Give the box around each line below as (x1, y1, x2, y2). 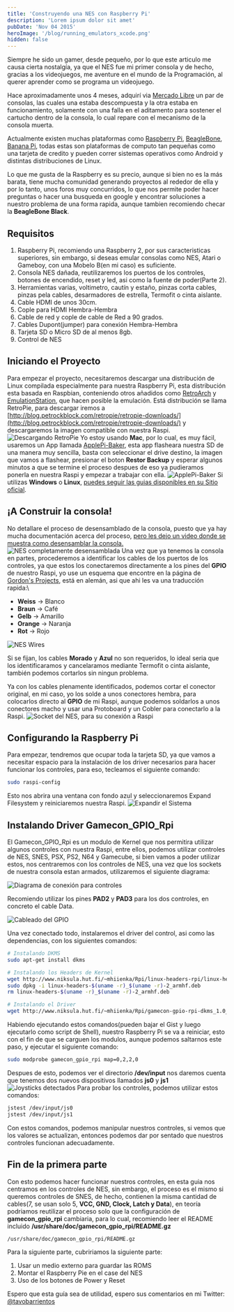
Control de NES (17, 335, 62, 343)
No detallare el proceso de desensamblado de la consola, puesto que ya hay (7, 524, 227, 532)
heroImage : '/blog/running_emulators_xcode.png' (7, 29, 151, 37)
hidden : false (7, 36, 49, 43)
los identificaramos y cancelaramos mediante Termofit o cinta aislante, (7, 661, 210, 669)
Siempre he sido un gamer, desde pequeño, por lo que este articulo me (7, 55, 212, 64)
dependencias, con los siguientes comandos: (7, 937, 137, 945)
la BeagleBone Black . (7, 207, 70, 216)
